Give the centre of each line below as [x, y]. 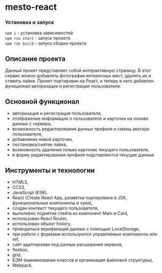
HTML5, [20, 182]
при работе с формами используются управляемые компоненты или [85, 234]
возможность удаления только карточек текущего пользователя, [81, 150]
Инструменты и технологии [50, 170]
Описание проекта [35, 58]
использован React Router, [40, 218]
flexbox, [20, 250]
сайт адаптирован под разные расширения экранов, [68, 244]
